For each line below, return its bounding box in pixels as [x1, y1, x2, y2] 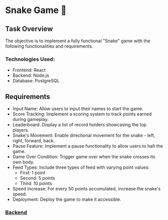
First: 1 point [20, 170, 46, 176]
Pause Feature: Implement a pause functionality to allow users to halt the [12, 143, 163, 149]
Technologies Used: [5, 55, 55, 62]
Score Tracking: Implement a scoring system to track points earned [12, 111, 152, 117]
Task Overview [5, 25, 53, 33]
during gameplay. [12, 117, 49, 123]
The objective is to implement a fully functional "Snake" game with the [5, 38, 150, 44]
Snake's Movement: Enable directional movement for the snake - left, [12, 133, 155, 139]
